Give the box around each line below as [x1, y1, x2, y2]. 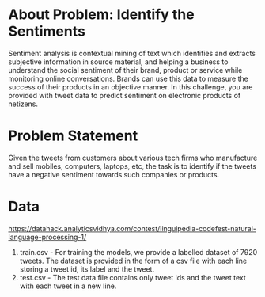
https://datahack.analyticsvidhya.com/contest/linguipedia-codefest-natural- [8, 223, 257, 233]
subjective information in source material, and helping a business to [8, 57, 229, 67]
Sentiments [8, 22, 85, 40]
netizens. [8, 99, 38, 109]
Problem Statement [8, 127, 138, 145]
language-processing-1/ [8, 232, 87, 242]
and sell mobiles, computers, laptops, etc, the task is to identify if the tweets [8, 161, 257, 171]
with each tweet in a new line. [19, 281, 117, 291]
